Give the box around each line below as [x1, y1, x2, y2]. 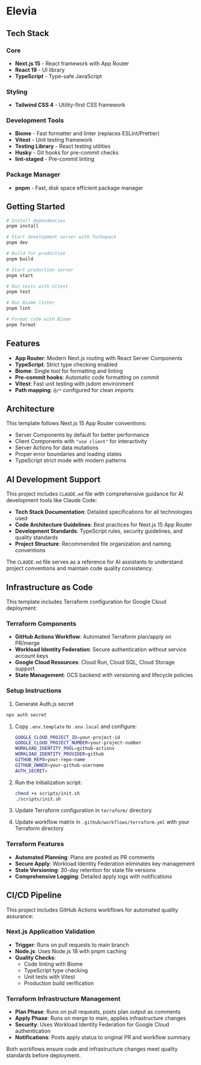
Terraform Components [6, 619, 77, 628]
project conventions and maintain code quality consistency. [6, 565, 154, 572]
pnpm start [6, 272, 34, 278]
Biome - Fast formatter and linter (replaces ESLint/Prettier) [14, 130, 160, 137]
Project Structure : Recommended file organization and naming [14, 540, 171, 548]
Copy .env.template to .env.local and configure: [14, 723, 137, 730]
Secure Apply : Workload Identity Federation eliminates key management [14, 860, 195, 867]
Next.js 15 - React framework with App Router [14, 60, 130, 67]
